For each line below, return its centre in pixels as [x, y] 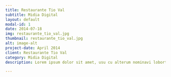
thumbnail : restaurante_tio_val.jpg [44, 39]
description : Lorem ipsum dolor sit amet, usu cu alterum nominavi [78, 62]
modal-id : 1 [18, 24]
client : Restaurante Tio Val [36, 53]
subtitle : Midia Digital [32, 15]
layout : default [22, 19]
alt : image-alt [21, 43]
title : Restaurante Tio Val [35, 10]
